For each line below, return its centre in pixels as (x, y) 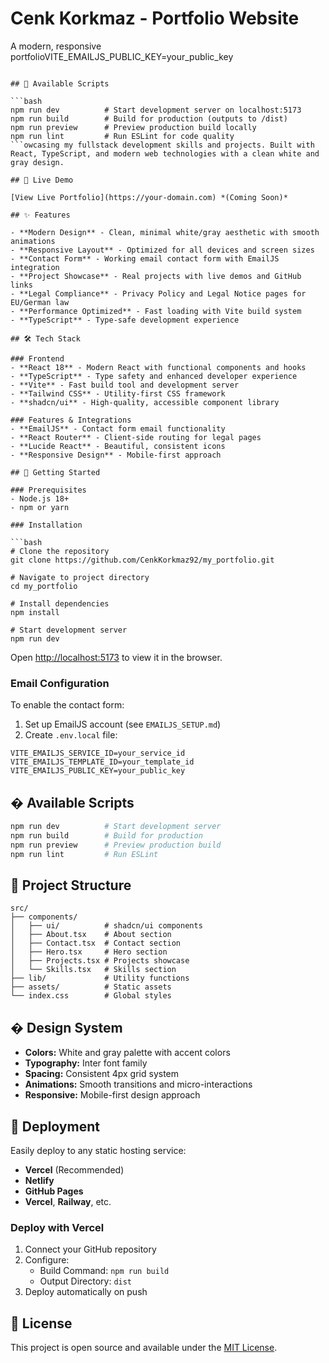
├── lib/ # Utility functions (100, 978)
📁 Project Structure (71, 885)
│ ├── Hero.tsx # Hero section (89, 952)
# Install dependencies (60, 603)
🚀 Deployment (55, 1126)
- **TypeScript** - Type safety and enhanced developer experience (154, 376)
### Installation (46, 525)
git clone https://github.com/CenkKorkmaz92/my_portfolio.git (142, 560)
